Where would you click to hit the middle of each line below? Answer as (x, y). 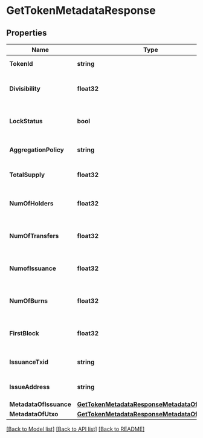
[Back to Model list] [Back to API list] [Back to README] (76, 429)
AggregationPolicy (37, 150)
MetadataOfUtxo (34, 414)
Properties (27, 33)
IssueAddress (30, 387)
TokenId (21, 64)
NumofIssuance (33, 268)
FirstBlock (24, 333)
